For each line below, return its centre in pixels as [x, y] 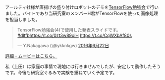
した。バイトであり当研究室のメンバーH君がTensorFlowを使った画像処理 [84, 13]
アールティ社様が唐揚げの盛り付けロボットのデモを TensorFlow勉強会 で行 [80, 7]
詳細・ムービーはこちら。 [31, 56]
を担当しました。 [23, 19]
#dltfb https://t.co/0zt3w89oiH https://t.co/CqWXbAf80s [75, 35]
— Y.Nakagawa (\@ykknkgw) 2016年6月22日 [63, 45]
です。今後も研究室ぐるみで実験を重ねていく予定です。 [61, 72]
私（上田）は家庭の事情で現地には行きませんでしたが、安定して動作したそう [83, 66]
